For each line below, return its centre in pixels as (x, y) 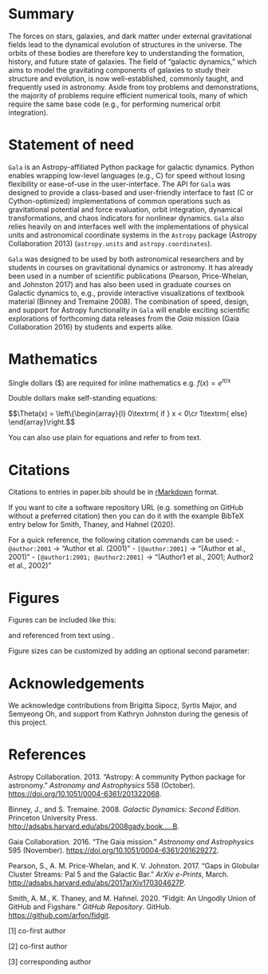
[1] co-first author (37, 931)
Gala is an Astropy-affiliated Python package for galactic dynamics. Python (131, 167)
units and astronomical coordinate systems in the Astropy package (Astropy (133, 235)
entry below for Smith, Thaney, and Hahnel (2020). (92, 525)
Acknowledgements (77, 683)
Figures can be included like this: (63, 620)
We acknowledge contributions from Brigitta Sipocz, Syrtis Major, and (122, 705)
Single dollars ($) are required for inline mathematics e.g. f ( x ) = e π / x (120, 382)
